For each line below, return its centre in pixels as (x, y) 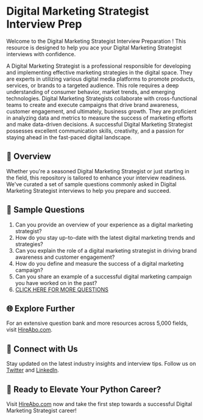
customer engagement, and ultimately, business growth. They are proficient (101, 111)
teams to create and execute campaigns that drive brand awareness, (93, 104)
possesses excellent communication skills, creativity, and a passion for (95, 131)
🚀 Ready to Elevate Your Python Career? (84, 389)
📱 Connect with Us (42, 349)
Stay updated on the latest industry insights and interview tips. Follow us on (101, 364)
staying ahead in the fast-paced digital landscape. (69, 137)
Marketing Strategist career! (42, 411)
